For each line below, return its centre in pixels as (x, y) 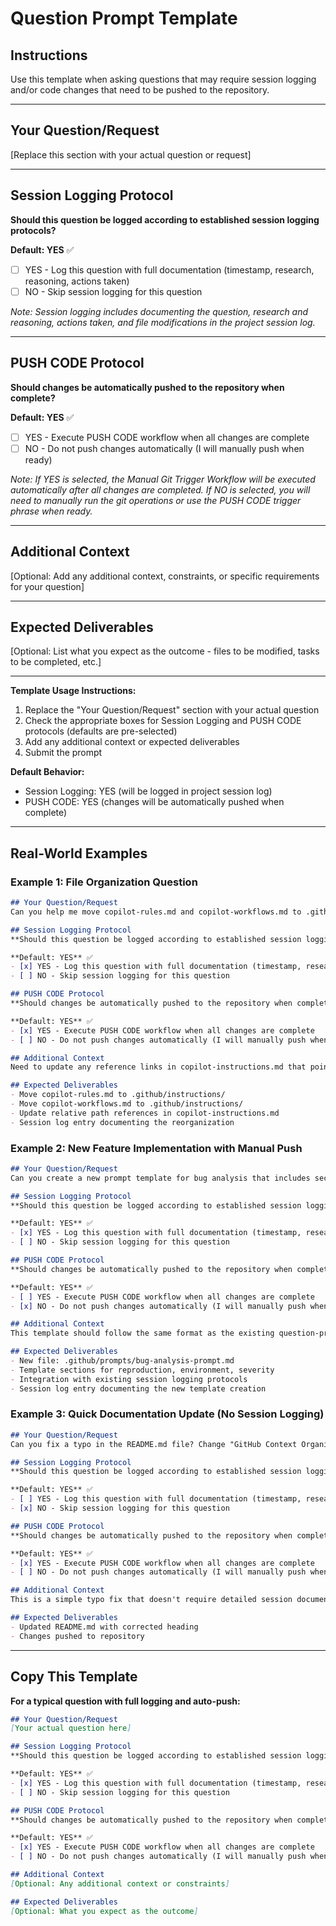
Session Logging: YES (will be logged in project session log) (148, 791)
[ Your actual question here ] (71, 1728)
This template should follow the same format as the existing (142, 1333)
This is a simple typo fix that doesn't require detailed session (151, 1600)
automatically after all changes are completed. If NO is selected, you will (160, 489)
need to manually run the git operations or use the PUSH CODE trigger (156, 500)
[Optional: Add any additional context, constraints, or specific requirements (165, 576)
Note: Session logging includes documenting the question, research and (159, 311)
